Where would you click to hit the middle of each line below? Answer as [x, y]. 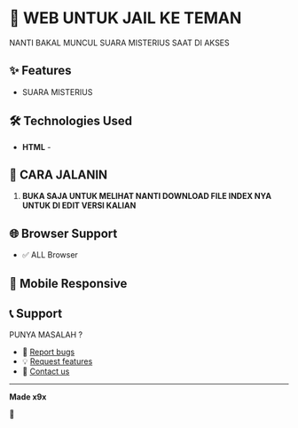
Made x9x [28, 397]
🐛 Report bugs [48, 352]
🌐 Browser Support [63, 233]
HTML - [36, 147]
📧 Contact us [46, 371]
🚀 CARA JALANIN [59, 174]
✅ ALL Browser [50, 255]
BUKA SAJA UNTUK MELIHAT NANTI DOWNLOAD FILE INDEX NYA [147, 196]
